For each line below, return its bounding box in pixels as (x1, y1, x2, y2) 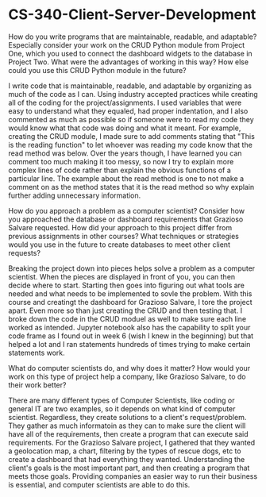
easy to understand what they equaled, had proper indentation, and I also (8, 106, 249, 116)
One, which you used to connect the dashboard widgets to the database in (8, 48, 253, 58)
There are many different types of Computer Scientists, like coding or (8, 395, 236, 405)
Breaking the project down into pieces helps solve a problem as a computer (8, 264, 256, 273)
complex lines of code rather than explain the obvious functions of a (8, 165, 232, 175)
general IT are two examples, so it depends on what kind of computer (8, 403, 236, 414)
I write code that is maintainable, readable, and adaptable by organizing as (8, 81, 253, 91)
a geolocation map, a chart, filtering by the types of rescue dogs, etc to (8, 446, 241, 456)
